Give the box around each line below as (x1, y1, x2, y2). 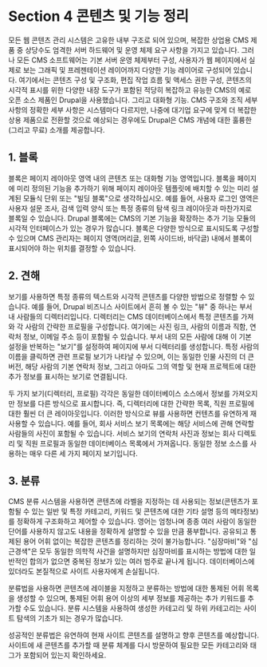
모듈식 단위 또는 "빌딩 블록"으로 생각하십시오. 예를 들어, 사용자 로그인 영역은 (22, 193, 259, 203)
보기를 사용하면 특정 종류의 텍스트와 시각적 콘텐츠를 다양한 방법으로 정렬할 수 (8, 292, 247, 301)
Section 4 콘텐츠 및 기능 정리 (8, 7, 190, 26)
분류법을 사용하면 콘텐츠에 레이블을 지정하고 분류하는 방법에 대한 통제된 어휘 (8, 584, 245, 594)
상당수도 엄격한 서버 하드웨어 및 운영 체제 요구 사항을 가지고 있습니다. (25, 45, 240, 54)
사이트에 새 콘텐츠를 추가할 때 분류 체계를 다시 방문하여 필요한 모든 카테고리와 (8, 641, 249, 650)
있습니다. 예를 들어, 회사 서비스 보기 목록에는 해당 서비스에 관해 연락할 (37, 419, 255, 428)
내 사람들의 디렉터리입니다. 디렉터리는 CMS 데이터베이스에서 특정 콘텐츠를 (8, 312, 239, 321)
